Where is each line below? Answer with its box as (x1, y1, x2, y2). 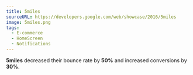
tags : (6, 24, 19, 31)
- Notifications (11, 41, 51, 47)
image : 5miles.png (6, 19, 51, 25)
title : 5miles (6, 8, 41, 15)
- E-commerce (11, 30, 43, 36)
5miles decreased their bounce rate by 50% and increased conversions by (6, 56, 187, 64)
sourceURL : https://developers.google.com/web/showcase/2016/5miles (6, 14, 177, 20)
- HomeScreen (11, 35, 43, 41)
